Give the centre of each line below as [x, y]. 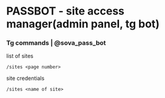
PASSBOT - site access [66, 11]
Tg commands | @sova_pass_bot [56, 43]
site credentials [25, 78]
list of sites [20, 56]
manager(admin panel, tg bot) [83, 24]
